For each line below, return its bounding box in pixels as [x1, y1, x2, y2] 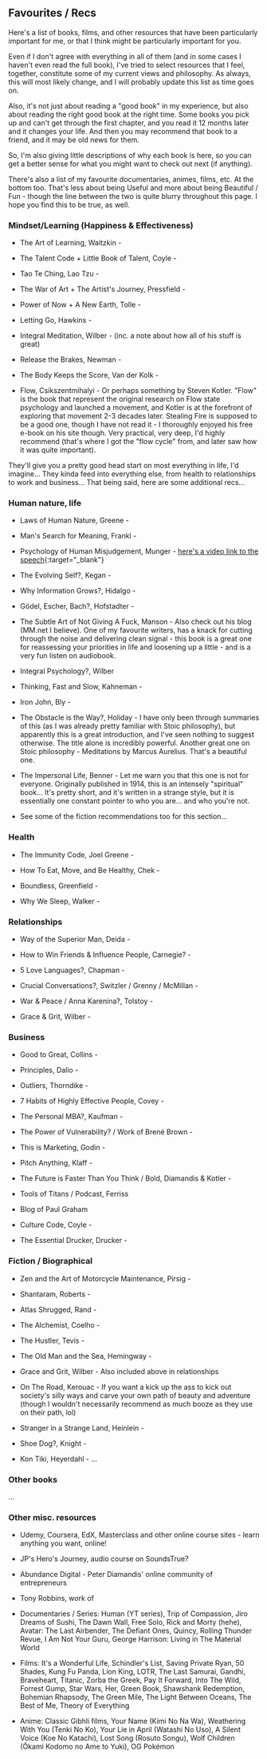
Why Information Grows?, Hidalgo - [19, 586, 136, 596]
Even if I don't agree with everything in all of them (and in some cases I [8, 51, 241, 61]
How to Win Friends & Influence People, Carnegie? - [19, 950, 191, 959]
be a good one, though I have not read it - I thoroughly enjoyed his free [19, 419, 253, 430]
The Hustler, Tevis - [19, 1336, 85, 1345]
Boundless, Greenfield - [19, 880, 98, 890]
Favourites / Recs [8, 6, 97, 20]
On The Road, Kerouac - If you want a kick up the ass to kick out [19, 1382, 232, 1392]
